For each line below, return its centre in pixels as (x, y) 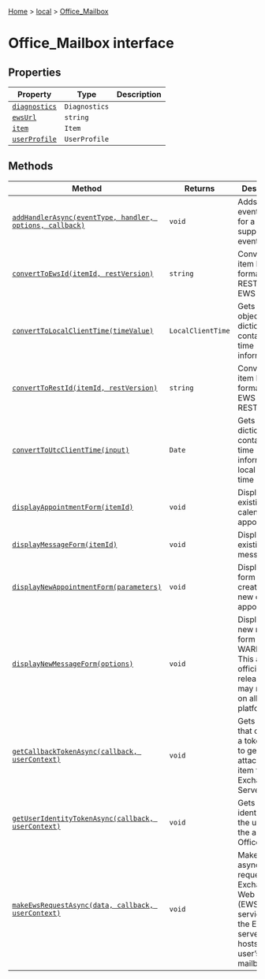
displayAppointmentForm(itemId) (73, 507)
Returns (200, 188)
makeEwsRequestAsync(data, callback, (83, 905)
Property (34, 94)
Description (139, 94)
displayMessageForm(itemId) (65, 544)
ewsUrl (24, 117)
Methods (31, 166)
